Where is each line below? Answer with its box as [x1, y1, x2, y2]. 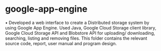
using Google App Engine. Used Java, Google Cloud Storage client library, [5, 25, 157, 30]
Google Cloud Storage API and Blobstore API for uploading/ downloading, [5, 30, 155, 36]
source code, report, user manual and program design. [5, 40, 117, 46]
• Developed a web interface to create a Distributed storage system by [5, 20, 150, 25]
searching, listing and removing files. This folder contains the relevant [5, 35, 148, 41]
